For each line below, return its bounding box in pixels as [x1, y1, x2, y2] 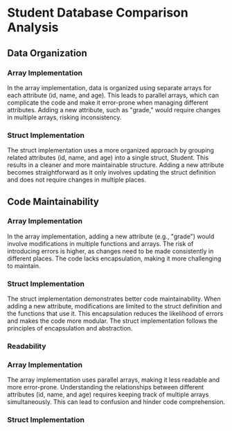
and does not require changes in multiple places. [7, 175, 147, 184]
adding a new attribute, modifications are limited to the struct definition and [7, 302, 222, 310]
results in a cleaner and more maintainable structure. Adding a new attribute [7, 161, 224, 169]
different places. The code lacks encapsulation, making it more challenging [7, 254, 222, 263]
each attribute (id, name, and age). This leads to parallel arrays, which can [7, 91, 220, 99]
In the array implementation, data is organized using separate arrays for [7, 83, 212, 91]
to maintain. [7, 261, 41, 270]
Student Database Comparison [7, 5, 188, 21]
